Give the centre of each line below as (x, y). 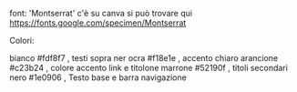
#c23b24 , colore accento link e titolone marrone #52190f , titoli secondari (149, 68)
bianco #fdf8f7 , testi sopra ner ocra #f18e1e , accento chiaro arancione (144, 58)
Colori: (22, 41)
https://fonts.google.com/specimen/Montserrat (98, 23)
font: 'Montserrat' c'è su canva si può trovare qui (101, 13)
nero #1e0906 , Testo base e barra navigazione (98, 77)
